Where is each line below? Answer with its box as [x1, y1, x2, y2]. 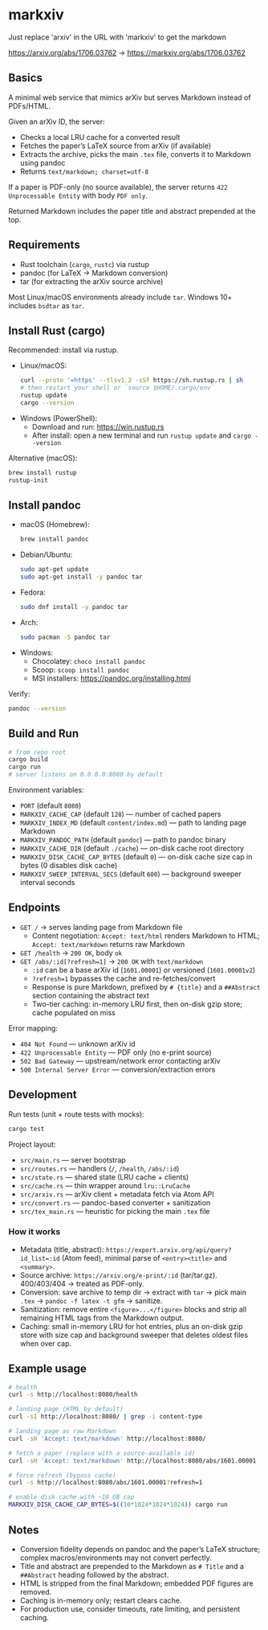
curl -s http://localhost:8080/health [8, 1390, 138, 1399]
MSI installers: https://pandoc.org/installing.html [31, 673, 191, 683]
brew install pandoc [19, 535, 89, 544]
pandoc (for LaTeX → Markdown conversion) [19, 268, 169, 278]
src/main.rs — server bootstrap [19, 1155, 126, 1164]
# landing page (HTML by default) [8, 1406, 124, 1414]
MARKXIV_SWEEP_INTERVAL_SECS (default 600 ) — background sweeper [19, 869, 242, 879]
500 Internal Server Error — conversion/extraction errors [19, 1064, 216, 1074]
